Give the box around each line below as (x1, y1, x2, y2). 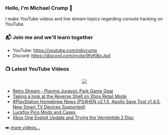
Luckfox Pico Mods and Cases (12, 109, 76, 115)
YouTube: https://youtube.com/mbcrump (12, 47, 97, 53)
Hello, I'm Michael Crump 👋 (5, 4, 73, 11)
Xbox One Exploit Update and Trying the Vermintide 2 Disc (12, 114, 134, 120)
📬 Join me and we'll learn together (5, 34, 93, 41)
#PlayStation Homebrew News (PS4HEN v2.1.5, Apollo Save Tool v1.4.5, (12, 98, 161, 104)
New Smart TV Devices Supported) (12, 103, 86, 109)
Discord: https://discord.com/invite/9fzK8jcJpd (12, 52, 111, 58)
